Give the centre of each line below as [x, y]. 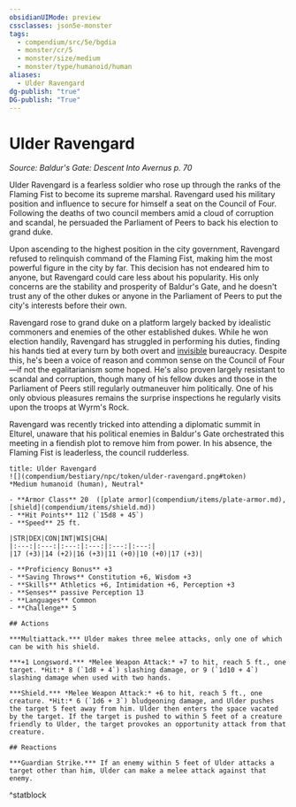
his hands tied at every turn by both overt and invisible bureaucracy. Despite [148, 351]
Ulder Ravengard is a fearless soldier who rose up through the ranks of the [145, 185]
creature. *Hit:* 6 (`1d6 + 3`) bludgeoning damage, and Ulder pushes [142, 701]
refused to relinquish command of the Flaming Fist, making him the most [141, 258]
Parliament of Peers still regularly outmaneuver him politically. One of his [141, 388]
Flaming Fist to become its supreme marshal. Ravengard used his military [142, 195]
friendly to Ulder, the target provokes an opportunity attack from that [148, 725]
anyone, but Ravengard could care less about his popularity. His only [134, 277]
